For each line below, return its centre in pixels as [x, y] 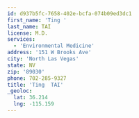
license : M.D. [28, 33]
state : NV [22, 65]
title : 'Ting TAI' [35, 85]
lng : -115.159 [34, 104]
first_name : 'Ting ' [37, 20]
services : [22, 40]
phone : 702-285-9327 [37, 78]
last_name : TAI [29, 26]
